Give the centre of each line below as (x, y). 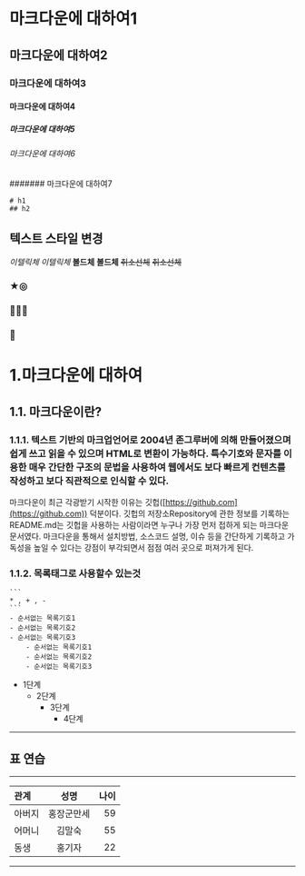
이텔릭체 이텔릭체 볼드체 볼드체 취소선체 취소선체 (96, 262)
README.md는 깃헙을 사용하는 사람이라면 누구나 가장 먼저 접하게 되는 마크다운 (149, 525)
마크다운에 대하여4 (42, 106)
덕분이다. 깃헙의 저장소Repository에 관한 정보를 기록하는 (190, 513)
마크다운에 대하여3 (48, 83)
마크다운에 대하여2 (59, 55)
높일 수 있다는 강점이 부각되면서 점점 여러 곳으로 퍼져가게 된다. (143, 548)
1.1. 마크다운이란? (56, 411)
